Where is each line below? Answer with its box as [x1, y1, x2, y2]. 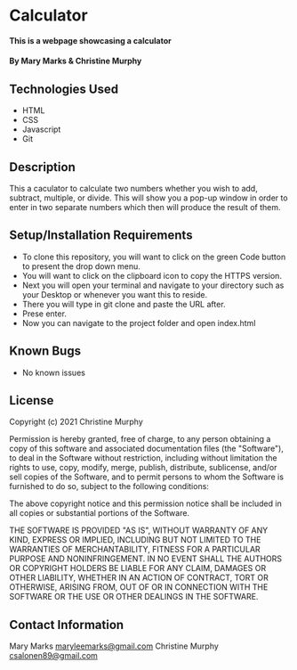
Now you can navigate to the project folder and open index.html [21, 317, 256, 328]
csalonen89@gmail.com [9, 650, 98, 661]
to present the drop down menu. [21, 260, 140, 272]
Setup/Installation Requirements [9, 228, 193, 243]
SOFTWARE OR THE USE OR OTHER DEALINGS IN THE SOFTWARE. [9, 592, 259, 602]
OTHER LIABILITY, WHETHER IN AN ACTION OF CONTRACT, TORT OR [9, 572, 269, 584]
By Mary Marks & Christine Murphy [9, 55, 142, 67]
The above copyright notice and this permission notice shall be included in [9, 498, 282, 509]
